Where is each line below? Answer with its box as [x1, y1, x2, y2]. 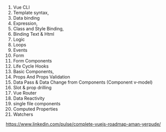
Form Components [13, 58, 52, 63]
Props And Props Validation [13, 74, 70, 80]
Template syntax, [13, 10, 49, 16]
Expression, [13, 20, 38, 26]
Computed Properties [13, 106, 58, 112]
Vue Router [13, 90, 37, 96]
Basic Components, [13, 69, 54, 75]
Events [13, 47, 28, 53]
